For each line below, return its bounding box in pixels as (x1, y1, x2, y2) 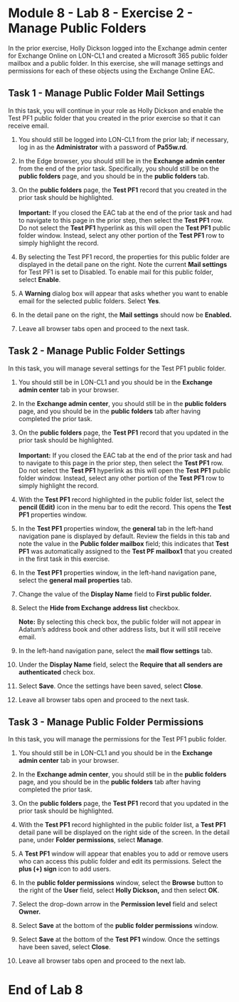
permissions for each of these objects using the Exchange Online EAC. (8, 66, 216, 75)
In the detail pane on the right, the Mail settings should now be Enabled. (18, 310, 232, 319)
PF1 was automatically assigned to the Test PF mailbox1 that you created (18, 547, 233, 555)
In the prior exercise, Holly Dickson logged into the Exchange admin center (8, 44, 228, 52)
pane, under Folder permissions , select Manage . (18, 836, 164, 844)
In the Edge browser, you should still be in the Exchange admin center (18, 156, 225, 165)
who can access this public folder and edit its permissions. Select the (18, 857, 222, 866)
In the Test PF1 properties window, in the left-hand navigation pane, (18, 568, 217, 577)
